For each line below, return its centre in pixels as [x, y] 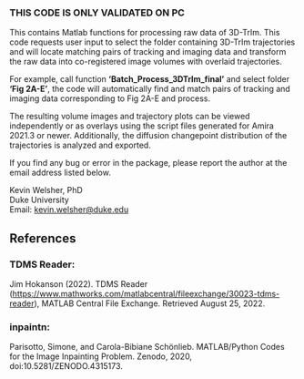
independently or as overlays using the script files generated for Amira [142, 126]
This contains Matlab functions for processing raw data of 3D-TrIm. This [145, 33]
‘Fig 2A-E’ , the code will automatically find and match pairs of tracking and [150, 89]
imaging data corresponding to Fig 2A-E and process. [110, 98]
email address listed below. [60, 173]
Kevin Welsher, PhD [46, 190]
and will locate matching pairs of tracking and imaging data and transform [148, 52]
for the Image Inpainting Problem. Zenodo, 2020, [101, 356]
